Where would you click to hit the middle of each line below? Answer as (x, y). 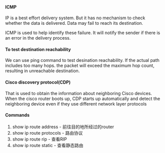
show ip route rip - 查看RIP (40, 139)
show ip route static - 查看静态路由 (48, 145)
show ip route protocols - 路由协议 (47, 133)
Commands (17, 115)
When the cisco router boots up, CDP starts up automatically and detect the (83, 99)
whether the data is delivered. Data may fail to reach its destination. (74, 23)
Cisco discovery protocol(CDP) (38, 82)
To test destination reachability (38, 49)
